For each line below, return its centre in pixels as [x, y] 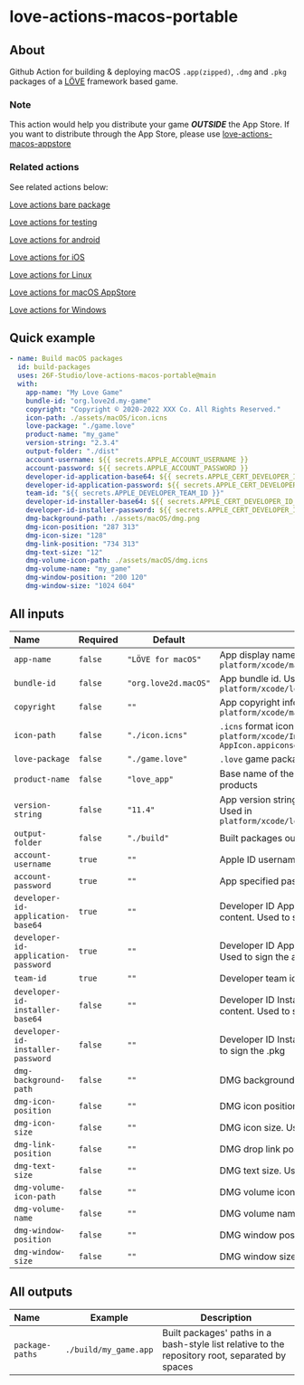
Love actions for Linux [51, 274]
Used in [236, 811]
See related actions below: [59, 186]
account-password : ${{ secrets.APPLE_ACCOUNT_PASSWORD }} [137, 468]
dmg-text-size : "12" [64, 552]
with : [28, 384]
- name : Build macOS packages [66, 359]
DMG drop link [250, 1149]
